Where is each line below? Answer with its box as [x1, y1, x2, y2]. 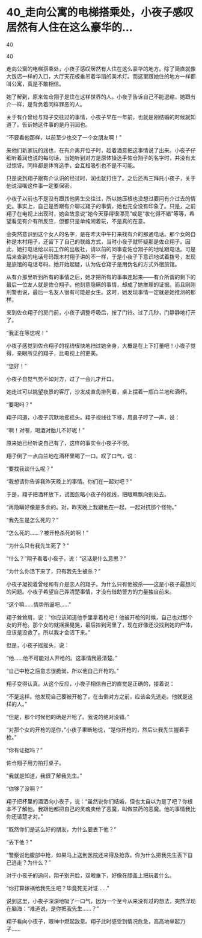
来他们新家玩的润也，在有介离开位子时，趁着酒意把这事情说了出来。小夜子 [6, 146, 191, 154]
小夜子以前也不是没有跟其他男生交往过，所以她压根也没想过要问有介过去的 [6, 194, 191, 202]
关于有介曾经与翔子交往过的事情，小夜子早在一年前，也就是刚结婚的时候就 [6, 113, 191, 121]
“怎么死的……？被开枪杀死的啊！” [6, 529, 89, 536]
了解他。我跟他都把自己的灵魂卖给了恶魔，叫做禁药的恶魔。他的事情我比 [16, 805, 196, 812]
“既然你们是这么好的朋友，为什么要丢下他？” [6, 825, 117, 833]
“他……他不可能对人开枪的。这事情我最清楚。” [6, 654, 118, 662]
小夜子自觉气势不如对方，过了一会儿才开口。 [6, 375, 117, 382]
